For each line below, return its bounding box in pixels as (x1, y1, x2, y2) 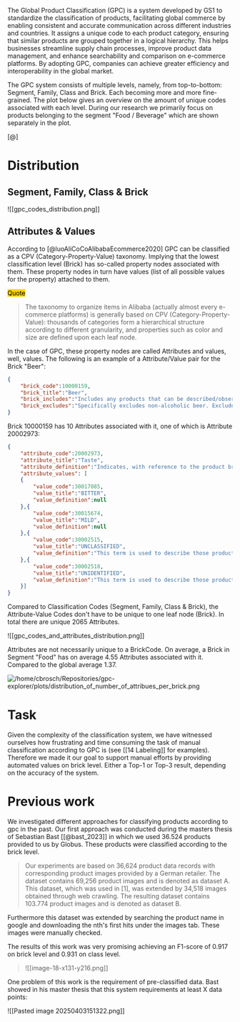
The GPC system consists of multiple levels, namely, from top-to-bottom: (7, 81, 223, 89)
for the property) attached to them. (7, 274, 111, 283)
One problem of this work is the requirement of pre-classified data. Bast (7, 978, 219, 986)
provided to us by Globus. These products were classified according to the (7, 840, 227, 849)
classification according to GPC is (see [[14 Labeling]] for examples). (7, 746, 210, 755)
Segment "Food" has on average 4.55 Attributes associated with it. (7, 653, 204, 662)
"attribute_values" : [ (20, 470, 88, 477)
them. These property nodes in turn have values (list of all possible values (7, 267, 225, 276)
